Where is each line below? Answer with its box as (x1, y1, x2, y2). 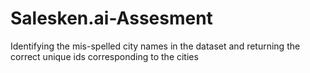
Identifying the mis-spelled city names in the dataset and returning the (10, 40, 301, 52)
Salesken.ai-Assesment (10, 7, 213, 30)
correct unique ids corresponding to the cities (10, 50, 199, 62)
